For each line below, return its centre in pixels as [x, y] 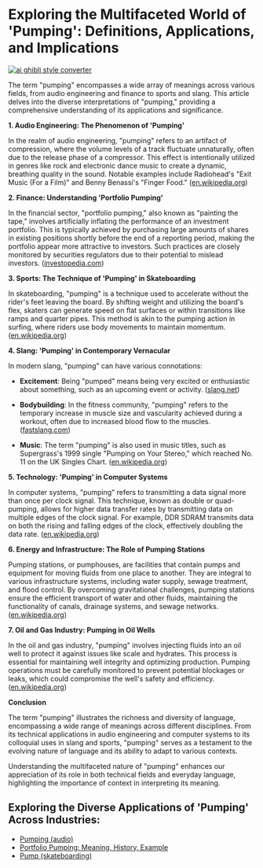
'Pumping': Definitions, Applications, [131, 31]
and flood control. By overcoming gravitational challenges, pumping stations [131, 589]
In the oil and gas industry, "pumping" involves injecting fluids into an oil [125, 645]
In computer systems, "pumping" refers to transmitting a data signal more [127, 492]
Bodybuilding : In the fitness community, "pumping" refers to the [124, 404]
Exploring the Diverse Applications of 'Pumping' [128, 808]
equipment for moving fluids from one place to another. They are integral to [130, 573]
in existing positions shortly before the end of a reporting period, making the [131, 238]
